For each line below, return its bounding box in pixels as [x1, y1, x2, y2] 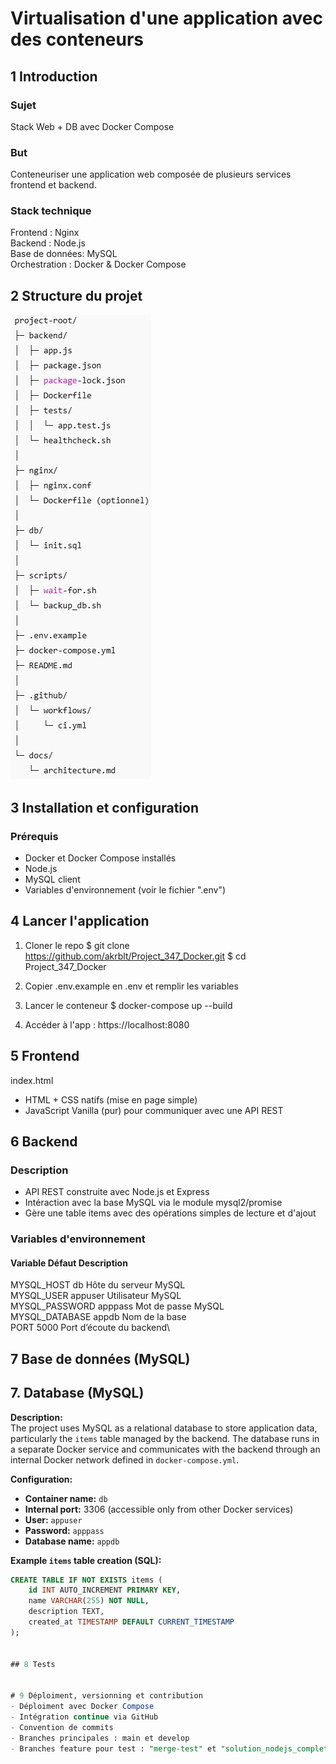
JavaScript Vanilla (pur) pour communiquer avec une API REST [24, 1104, 284, 1116]
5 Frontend [10, 1048, 80, 1065]
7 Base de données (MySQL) [10, 1350, 191, 1367]
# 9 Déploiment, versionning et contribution [10, 1691, 203, 1701]
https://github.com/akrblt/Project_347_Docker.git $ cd [24, 950, 247, 962]
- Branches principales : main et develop [10, 1733, 190, 1743]
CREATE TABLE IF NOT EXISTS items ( [10, 1575, 163, 1585]
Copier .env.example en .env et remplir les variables [24, 980, 239, 992]
